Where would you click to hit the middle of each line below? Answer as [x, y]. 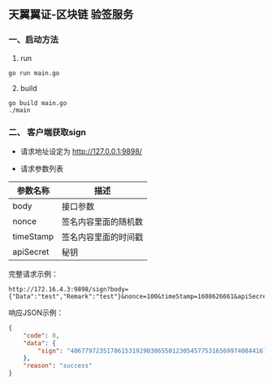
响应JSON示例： [36, 313]
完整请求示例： [33, 273]
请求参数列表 [41, 168]
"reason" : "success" [58, 366]
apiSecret [31, 252]
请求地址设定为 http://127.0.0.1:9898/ [81, 151]
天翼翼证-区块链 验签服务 [71, 15]
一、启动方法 [34, 40]
